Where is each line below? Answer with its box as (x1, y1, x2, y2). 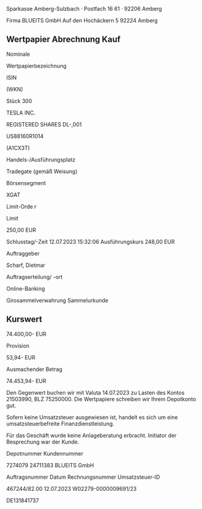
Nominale (6, 50, 30, 57)
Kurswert (6, 314, 42, 324)
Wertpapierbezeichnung (6, 62, 67, 69)
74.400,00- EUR (6, 330, 47, 338)
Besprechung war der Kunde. (6, 438, 80, 445)
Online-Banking (6, 284, 45, 292)
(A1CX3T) (6, 144, 30, 151)
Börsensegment (6, 179, 47, 186)
